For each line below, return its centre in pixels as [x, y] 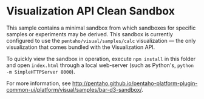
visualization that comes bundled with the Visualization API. [81, 47]
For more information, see [39, 83]
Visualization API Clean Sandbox [90, 11]
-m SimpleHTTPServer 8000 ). [41, 71]
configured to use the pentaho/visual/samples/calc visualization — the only [101, 40]
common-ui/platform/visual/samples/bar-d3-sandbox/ [74, 89]
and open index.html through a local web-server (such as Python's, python [100, 65]
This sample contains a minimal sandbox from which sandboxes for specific [101, 28]
